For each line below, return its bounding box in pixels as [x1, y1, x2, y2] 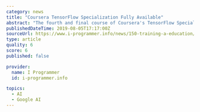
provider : [6, 64, 31, 70]
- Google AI [11, 97, 42, 103]
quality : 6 [6, 42, 33, 48]
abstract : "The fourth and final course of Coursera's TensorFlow [6, 20, 174, 26]
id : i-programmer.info [11, 75, 68, 81]
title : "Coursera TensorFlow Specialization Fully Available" [6, 14, 164, 20]
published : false [6, 53, 49, 59]
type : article [6, 36, 42, 42]
